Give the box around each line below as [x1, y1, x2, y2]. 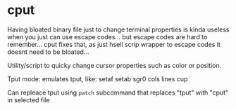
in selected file [7, 95, 50, 104]
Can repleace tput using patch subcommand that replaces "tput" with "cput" [7, 88, 229, 97]
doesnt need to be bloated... [7, 48, 89, 56]
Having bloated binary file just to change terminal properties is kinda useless [7, 25, 230, 34]
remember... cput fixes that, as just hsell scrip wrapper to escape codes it [7, 40, 221, 48]
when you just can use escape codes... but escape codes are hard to [7, 32, 208, 41]
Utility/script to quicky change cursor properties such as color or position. [7, 61, 222, 69]
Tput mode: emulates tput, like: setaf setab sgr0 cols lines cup [7, 74, 188, 83]
